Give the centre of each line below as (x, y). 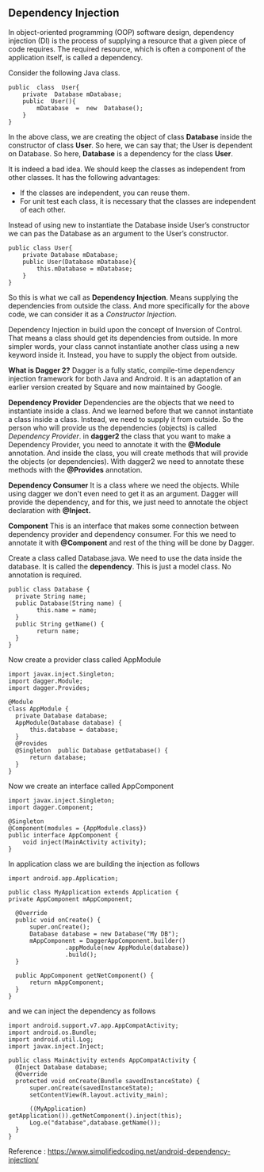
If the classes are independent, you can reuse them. (105, 193)
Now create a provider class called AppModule (85, 659)
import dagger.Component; (51, 807)
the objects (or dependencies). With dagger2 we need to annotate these (126, 461)
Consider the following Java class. (64, 73)
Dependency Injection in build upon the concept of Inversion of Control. (125, 329)
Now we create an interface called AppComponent (91, 786)
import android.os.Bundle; (53, 1032)
